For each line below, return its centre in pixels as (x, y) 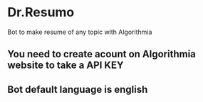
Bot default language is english (78, 89)
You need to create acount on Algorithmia (101, 54)
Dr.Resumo (41, 12)
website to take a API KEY (66, 66)
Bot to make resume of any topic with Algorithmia (80, 32)
